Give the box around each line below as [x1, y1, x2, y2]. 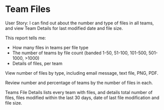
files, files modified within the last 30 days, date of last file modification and [5, 95, 160, 101]
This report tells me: [5, 35, 46, 41]
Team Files [5, 3, 51, 15]
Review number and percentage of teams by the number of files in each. [5, 80, 153, 86]
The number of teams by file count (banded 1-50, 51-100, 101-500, [12, 50, 148, 56]
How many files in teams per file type [12, 44, 89, 50]
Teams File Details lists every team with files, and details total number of [5, 89, 153, 95]
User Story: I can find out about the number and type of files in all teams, [5, 20, 154, 26]
